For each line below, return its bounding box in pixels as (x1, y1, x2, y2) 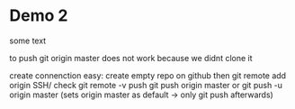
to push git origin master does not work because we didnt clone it (9, 52, 254, 63)
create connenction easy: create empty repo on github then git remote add (9, 69, 286, 81)
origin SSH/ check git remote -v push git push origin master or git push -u (9, 79, 283, 90)
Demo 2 (9, 5, 68, 26)
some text (9, 35, 47, 46)
